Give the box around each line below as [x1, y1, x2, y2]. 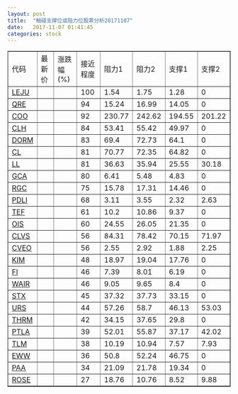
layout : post [7, 10, 46, 18]
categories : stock [7, 30, 62, 38]
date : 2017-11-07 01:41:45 [7, 23, 93, 31]
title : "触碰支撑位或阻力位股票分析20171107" [7, 17, 133, 24]
